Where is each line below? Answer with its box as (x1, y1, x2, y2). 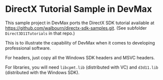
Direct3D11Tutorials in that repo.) (5, 30, 76, 36)
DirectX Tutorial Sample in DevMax (5, 3, 153, 15)
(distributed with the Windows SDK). (5, 69, 80, 75)
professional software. (5, 45, 51, 51)
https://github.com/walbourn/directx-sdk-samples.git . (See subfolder (5, 25, 147, 31)
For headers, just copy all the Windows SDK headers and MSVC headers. (5, 54, 155, 60)
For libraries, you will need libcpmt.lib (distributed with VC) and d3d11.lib (5, 64, 159, 70)
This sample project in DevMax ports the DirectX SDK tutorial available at (5, 20, 155, 26)
